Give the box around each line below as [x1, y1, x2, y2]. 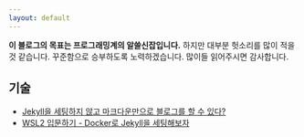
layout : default [8, 13, 70, 23]
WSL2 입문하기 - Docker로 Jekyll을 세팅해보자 [21, 118, 190, 129]
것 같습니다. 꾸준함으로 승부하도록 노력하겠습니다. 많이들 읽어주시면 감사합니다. [8, 51, 289, 62]
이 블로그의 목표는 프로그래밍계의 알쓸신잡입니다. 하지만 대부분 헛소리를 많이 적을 [8, 39, 296, 50]
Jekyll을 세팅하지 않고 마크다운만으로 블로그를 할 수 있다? [21, 106, 226, 117]
